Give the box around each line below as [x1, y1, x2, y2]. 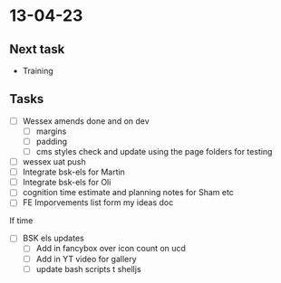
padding [35, 136, 68, 146]
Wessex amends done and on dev [22, 115, 150, 127]
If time [9, 215, 34, 226]
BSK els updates [22, 232, 84, 244]
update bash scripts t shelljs [35, 263, 142, 274]
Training [22, 65, 54, 76]
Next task [9, 42, 65, 57]
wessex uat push [22, 156, 86, 167]
